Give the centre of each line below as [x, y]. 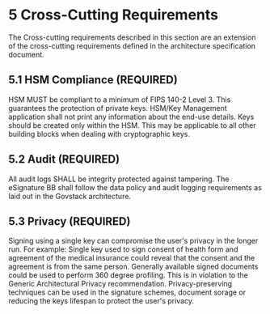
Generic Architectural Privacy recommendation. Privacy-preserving [120, 284]
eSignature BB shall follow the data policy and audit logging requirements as [135, 187]
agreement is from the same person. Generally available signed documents [133, 267]
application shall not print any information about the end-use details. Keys [131, 117]
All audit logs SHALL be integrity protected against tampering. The [119, 179]
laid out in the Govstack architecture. [70, 196]
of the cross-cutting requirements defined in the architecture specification [132, 45]
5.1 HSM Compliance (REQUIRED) [93, 80]
